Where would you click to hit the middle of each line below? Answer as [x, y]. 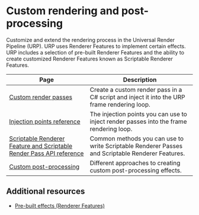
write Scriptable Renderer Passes [136, 146]
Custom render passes [41, 97]
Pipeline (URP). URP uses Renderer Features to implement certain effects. [96, 46]
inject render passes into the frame [138, 121]
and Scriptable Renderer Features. [137, 153]
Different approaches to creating [135, 163]
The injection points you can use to [139, 114]
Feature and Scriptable [41, 146]
